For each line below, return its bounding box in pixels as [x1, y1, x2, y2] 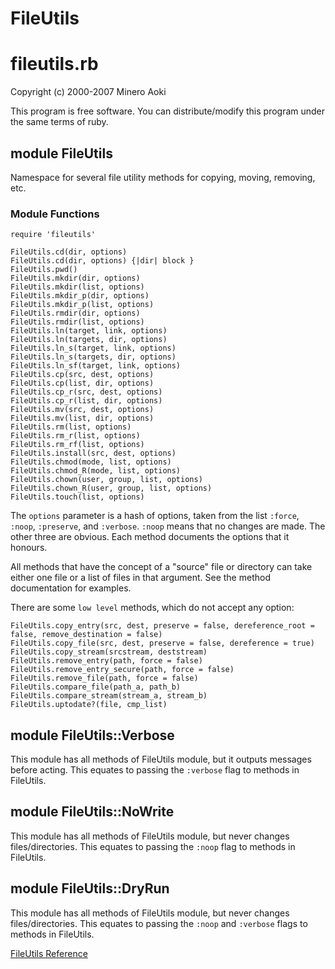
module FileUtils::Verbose [10, 727, 175, 744]
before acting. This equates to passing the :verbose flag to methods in [10, 764, 300, 776]
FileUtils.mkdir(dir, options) [10, 273, 141, 284]
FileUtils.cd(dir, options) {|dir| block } [10, 256, 195, 266]
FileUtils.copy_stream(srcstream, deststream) [10, 647, 208, 657]
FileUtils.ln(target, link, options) [10, 326, 168, 336]
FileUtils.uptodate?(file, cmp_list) [10, 700, 168, 710]
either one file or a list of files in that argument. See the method [10, 572, 271, 584]
